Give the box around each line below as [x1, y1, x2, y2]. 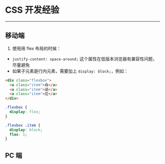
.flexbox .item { [5, 123, 41, 128]
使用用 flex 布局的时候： [12, 45, 61, 51]
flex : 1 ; [9, 132, 27, 137]
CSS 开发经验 [5, 4, 60, 16]
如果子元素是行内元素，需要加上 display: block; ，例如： [12, 68, 129, 74]
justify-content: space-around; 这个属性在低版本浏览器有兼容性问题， [12, 56, 157, 62]
